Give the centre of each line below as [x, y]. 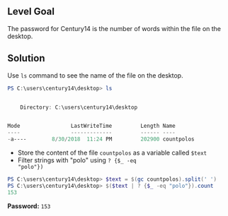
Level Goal [31, 12]
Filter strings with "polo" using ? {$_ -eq [77, 160]
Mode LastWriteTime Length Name [91, 126]
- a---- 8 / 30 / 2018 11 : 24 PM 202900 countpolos [101, 139]
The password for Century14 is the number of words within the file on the [114, 28]
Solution [26, 58]
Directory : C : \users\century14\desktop [79, 107]
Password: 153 [29, 206]
